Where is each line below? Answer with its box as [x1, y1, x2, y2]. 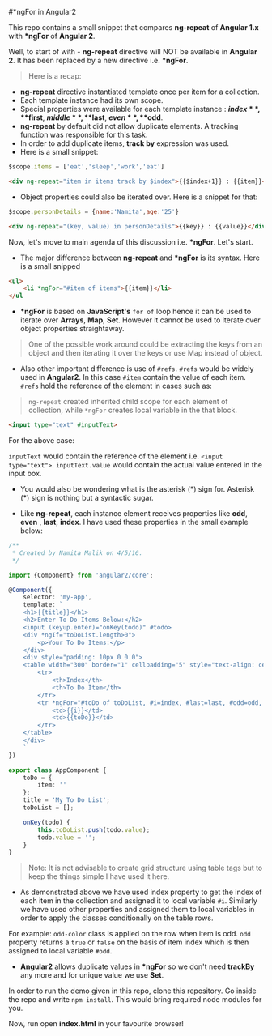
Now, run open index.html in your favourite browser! [8, 1019, 185, 1029]
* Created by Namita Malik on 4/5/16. [11, 548, 143, 557]
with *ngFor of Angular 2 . [8, 32, 96, 41]
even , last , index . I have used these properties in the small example [19, 518, 249, 527]
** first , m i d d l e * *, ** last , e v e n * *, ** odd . [19, 113, 164, 122]
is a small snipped [19, 261, 81, 271]
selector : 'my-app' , [23, 593, 92, 602]
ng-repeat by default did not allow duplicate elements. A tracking [19, 122, 239, 130]
